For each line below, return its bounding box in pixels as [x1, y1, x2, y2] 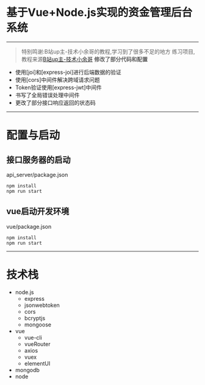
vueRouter [24, 340, 51, 348]
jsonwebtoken [24, 301, 60, 309]
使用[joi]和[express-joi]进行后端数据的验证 [15, 68, 122, 76]
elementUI [24, 359, 51, 367]
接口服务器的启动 [6, 154, 71, 165]
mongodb [15, 366, 40, 373]
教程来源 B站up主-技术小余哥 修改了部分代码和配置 [21, 56, 148, 63]
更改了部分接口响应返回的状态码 [15, 99, 96, 106]
